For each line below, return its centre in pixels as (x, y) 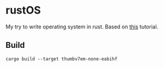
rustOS (23, 10)
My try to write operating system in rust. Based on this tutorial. (82, 27)
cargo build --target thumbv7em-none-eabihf (61, 59)
